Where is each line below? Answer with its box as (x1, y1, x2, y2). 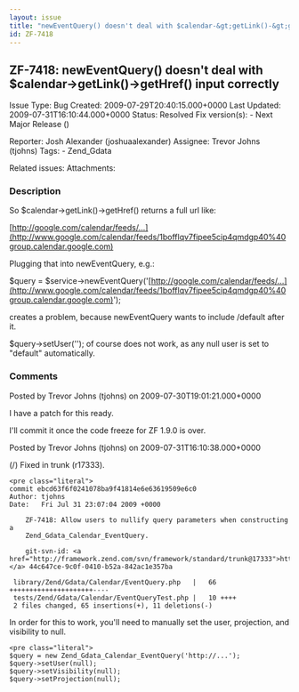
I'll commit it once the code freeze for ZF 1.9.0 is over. (9, 424, 206, 436)
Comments (9, 370, 58, 382)
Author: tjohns (9, 492, 66, 501)
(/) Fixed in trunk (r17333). (9, 459, 105, 470)
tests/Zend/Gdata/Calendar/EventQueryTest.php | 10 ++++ (12, 593, 238, 602)
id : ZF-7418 (9, 29, 53, 38)
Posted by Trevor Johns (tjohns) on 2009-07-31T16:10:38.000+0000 (9, 442, 261, 453)
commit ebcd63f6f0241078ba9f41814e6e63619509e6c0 (9, 484, 198, 494)
